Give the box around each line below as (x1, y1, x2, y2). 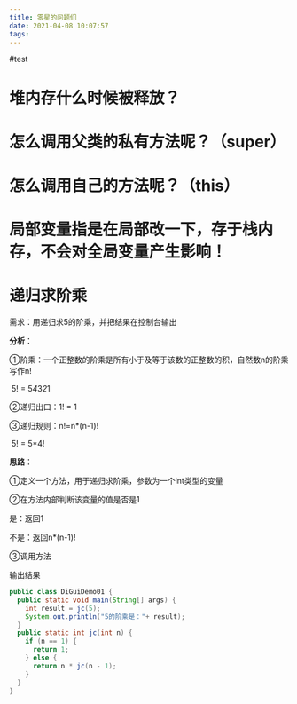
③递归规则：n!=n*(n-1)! (9, 421, 99, 431)
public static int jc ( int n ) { (17, 629, 133, 637)
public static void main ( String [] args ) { (17, 596, 176, 605)
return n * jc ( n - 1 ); (32, 661, 117, 670)
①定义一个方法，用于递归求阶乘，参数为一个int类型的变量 (9, 476, 223, 486)
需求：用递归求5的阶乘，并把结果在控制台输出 (9, 317, 177, 328)
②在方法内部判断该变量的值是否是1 (9, 494, 140, 505)
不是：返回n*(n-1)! (9, 532, 76, 542)
